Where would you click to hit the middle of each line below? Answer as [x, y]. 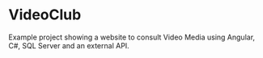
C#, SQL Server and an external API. [69, 45]
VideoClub [45, 15]
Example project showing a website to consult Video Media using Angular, [132, 37]
